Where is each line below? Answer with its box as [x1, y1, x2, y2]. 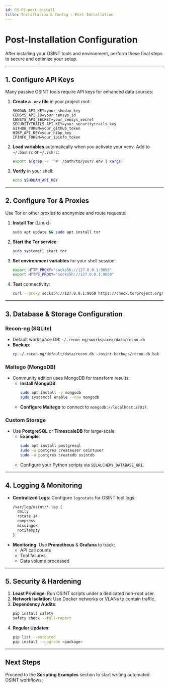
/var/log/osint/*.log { [12, 504, 63, 510]
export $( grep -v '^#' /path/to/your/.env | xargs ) [12, 159, 123, 164]
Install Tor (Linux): [12, 219, 51, 225]
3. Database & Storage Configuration [5, 309, 123, 318]
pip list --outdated [12, 635, 56, 640]
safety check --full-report [12, 616, 71, 621]
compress [17, 519, 36, 524]
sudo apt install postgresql [20, 443, 81, 448]
